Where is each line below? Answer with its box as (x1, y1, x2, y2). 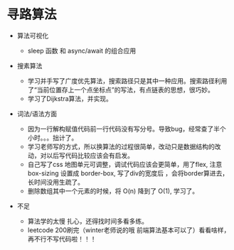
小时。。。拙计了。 (27, 133, 78, 142)
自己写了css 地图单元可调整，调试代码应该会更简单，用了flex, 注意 (27, 160, 223, 168)
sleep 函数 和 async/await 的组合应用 (27, 46, 137, 55)
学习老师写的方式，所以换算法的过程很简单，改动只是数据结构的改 (27, 142, 221, 151)
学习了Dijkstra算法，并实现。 (27, 94, 113, 103)
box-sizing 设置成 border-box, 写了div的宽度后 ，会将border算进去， (27, 168, 229, 178)
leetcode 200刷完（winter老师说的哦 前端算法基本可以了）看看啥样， (27, 225, 230, 234)
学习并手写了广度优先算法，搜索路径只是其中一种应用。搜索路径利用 (27, 76, 228, 85)
